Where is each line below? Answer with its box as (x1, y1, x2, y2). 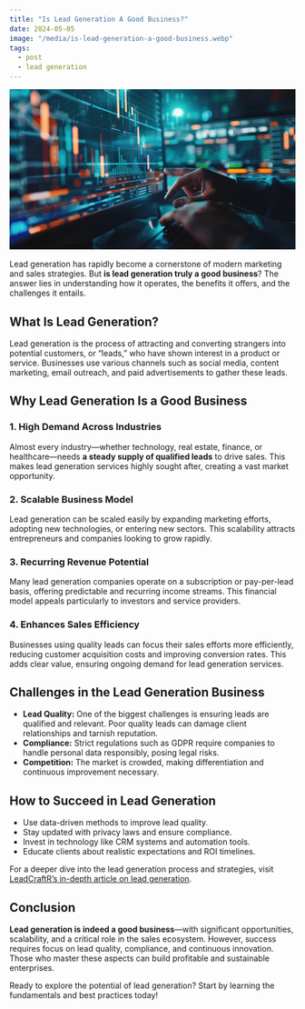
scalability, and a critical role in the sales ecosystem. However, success (9, 934, 277, 944)
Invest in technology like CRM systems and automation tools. (22, 836, 251, 847)
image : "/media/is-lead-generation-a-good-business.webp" (9, 34, 233, 43)
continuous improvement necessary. (22, 766, 160, 777)
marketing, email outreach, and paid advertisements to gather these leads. (9, 367, 289, 378)
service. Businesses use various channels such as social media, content (9, 357, 280, 368)
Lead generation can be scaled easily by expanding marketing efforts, (9, 514, 271, 524)
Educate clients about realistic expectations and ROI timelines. (22, 846, 256, 857)
